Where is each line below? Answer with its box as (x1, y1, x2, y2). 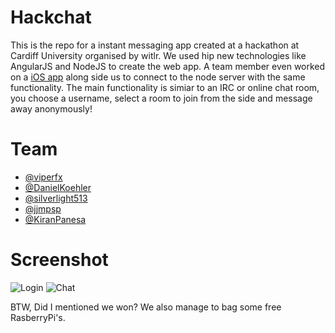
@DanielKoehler (24, 181, 92, 193)
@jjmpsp (24, 202, 62, 215)
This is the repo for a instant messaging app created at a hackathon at (10, 39, 300, 51)
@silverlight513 (24, 192, 88, 204)
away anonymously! (10, 102, 93, 115)
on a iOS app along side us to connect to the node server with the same (10, 71, 306, 83)
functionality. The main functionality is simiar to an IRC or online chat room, (10, 81, 320, 93)
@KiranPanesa (24, 213, 87, 225)
